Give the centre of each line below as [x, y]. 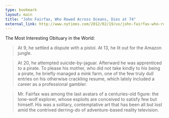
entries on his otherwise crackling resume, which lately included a [86, 79]
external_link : [21, 24]
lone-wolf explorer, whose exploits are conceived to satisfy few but [87, 99]
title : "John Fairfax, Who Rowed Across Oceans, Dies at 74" [71, 19]
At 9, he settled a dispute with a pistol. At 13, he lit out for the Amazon [90, 48]
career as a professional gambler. [52, 84]
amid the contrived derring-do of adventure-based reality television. [88, 110]
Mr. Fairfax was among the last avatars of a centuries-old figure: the [88, 94]
